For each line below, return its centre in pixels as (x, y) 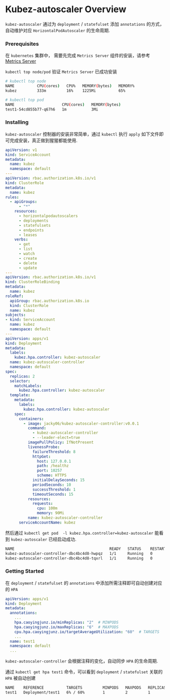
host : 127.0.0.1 (54, 461)
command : (37, 428)
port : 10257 (50, 471)
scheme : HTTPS (52, 475)
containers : (31, 419)
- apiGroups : (24, 202)
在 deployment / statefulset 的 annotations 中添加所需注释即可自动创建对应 (84, 583)
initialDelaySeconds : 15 (58, 480)
